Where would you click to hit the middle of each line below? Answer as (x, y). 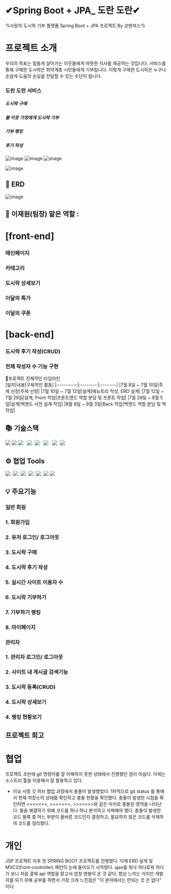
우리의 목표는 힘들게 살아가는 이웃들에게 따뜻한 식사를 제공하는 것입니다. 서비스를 (86, 63)
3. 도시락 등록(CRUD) (31, 687)
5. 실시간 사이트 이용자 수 (34, 582)
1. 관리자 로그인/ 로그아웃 (34, 657)
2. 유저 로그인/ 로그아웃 (32, 537)
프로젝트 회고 (25, 735)
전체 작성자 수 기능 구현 (32, 366)
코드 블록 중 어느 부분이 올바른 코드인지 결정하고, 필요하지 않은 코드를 (81, 817)
